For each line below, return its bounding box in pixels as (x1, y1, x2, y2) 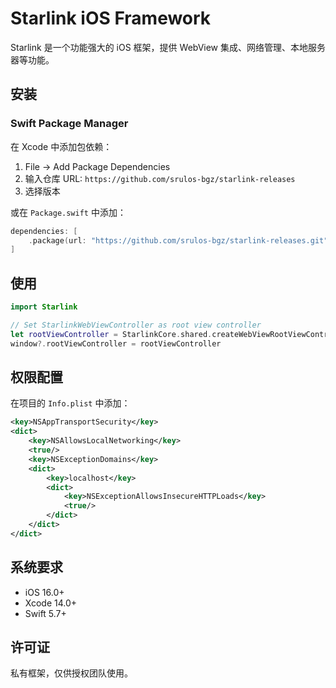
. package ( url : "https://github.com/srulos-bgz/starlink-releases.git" (28, 235, 329, 246)
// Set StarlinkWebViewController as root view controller (10, 320, 262, 330)
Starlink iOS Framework (10, 7, 212, 30)
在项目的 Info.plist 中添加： (10, 397, 131, 409)
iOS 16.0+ (24, 586, 65, 598)
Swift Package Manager (10, 117, 129, 131)
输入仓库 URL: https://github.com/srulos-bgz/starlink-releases (24, 172, 296, 184)
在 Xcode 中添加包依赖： (10, 140, 113, 152)
